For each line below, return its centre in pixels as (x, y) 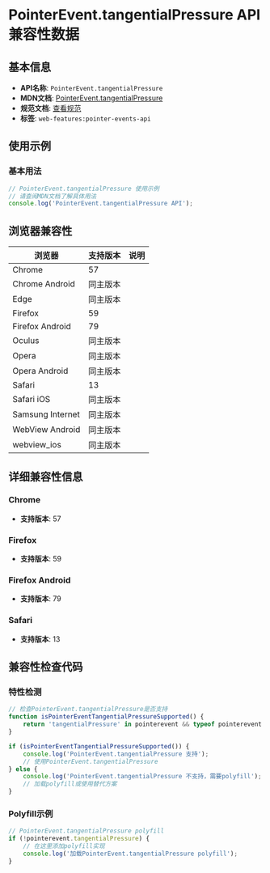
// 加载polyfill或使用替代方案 (70, 784)
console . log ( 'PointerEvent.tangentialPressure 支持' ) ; (116, 754)
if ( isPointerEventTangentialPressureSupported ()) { (99, 746)
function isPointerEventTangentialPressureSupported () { (106, 717)
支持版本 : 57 (40, 519)
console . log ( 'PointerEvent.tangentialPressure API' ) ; (101, 204)
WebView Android (46, 430)
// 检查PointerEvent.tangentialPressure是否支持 (88, 710)
